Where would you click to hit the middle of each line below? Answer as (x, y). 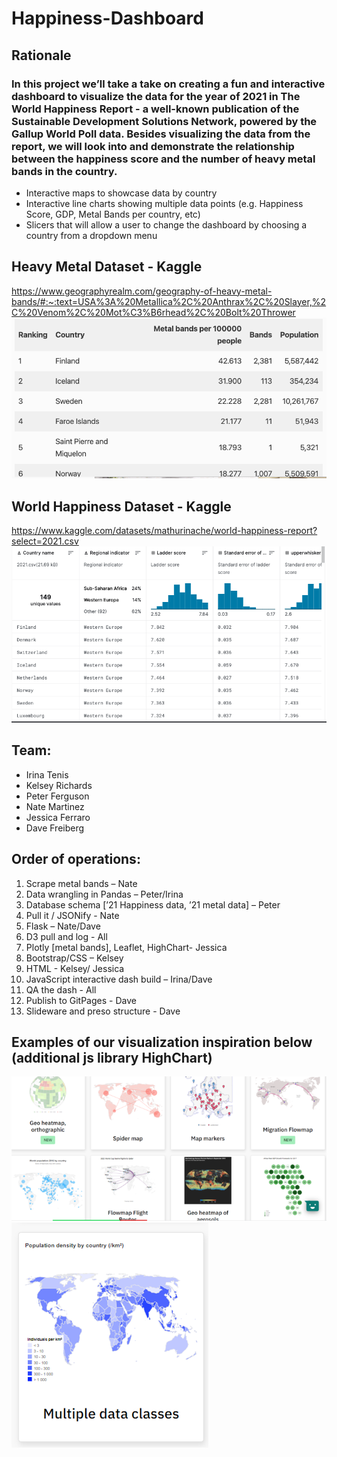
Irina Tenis (47, 774)
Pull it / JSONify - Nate (72, 915)
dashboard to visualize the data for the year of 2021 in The (156, 96)
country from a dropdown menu (91, 235)
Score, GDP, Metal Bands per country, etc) (113, 214)
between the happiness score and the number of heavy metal (163, 159)
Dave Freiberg (55, 828)
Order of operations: (76, 859)
